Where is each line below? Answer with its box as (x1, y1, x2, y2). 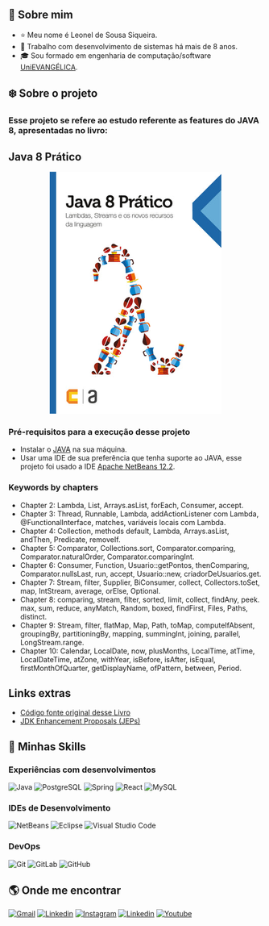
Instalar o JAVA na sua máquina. (19, 444, 127, 454)
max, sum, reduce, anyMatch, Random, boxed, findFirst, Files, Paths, (19, 603, 248, 613)
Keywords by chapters (8, 482, 99, 493)
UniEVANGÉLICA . (19, 62, 78, 72)
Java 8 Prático (8, 150, 82, 164)
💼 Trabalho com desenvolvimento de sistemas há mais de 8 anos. (19, 41, 238, 51)
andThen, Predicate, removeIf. (19, 534, 121, 544)
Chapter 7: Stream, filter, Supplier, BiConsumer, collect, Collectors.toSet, (19, 578, 260, 587)
